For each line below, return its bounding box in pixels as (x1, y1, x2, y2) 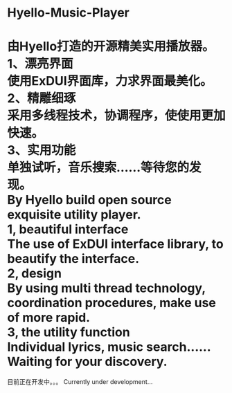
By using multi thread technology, (7, 280, 206, 296)
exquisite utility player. (7, 207, 141, 223)
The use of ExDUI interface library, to (7, 237, 224, 252)
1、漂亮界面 (7, 56, 74, 72)
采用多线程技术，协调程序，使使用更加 (7, 108, 226, 124)
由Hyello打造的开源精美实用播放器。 (7, 39, 215, 55)
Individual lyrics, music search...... (7, 339, 211, 355)
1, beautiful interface (7, 221, 129, 237)
